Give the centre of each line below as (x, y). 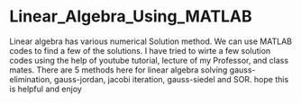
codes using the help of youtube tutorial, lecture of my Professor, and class (149, 60)
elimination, (31, 79)
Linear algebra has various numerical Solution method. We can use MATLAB (151, 41)
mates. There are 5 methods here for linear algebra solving (119, 70)
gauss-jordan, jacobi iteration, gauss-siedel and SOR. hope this (171, 79)
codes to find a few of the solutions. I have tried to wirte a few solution (140, 50)
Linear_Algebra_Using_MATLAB (131, 17)
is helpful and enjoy (46, 89)
